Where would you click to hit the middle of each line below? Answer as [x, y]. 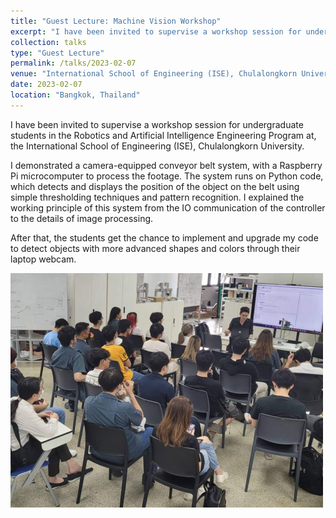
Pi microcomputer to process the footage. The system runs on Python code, [167, 176]
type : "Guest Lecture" [57, 53]
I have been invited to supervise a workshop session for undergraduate [157, 124]
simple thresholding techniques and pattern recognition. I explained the [157, 197]
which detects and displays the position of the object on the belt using [155, 186]
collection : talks [48, 42]
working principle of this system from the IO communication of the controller [168, 207]
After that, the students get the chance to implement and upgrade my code [164, 237]
